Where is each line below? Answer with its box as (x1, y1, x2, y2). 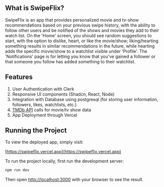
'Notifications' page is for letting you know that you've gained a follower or (5, 53, 156, 59)
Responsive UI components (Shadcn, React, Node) (12, 91, 115, 97)
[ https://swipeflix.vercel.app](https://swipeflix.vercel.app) (5, 149, 121, 155)
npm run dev (5, 168, 29, 173)
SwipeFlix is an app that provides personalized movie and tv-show (5, 17, 139, 23)
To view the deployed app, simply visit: (5, 139, 84, 145)
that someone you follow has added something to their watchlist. (5, 58, 136, 64)
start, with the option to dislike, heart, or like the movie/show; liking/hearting (5, 38, 159, 44)
